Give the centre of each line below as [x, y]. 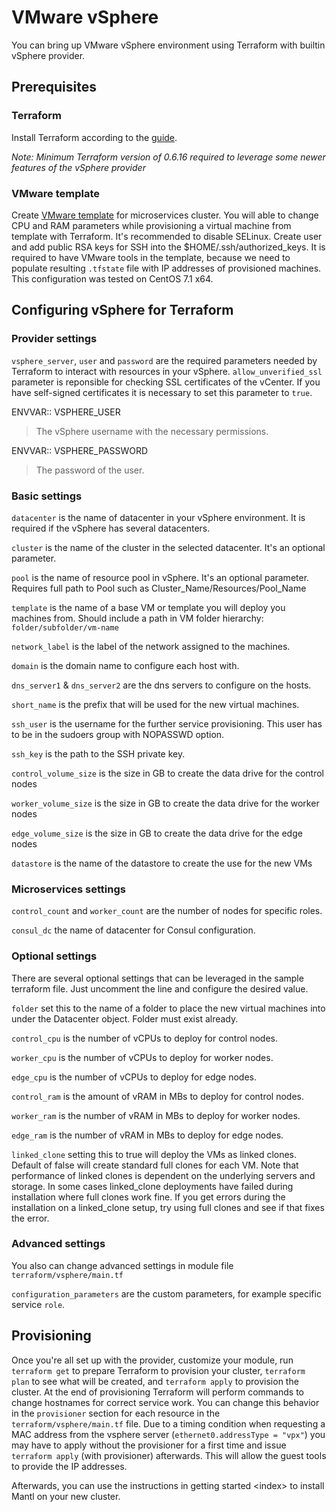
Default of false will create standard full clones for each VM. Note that [155, 1165]
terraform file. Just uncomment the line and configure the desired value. [160, 988]
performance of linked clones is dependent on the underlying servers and [163, 1175]
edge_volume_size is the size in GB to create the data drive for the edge [157, 833]
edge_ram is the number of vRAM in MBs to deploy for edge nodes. [147, 1135]
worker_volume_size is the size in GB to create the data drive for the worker [165, 803]
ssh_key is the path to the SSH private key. [98, 753]
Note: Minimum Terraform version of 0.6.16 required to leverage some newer [168, 157]
